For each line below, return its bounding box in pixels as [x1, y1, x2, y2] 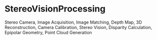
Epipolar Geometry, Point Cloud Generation [4, 29, 92, 35]
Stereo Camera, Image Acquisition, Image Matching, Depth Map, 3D [4, 19, 142, 25]
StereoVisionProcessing [4, 3, 106, 14]
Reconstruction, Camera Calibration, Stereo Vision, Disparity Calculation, [4, 24, 152, 30]
